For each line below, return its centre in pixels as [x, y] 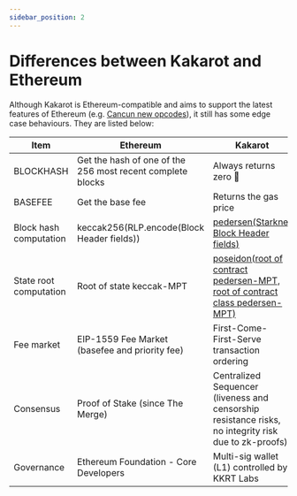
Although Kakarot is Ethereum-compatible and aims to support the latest [141, 104]
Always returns [244, 165]
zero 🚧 [226, 176]
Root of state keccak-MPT [132, 286]
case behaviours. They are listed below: [82, 123]
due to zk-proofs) [250, 441]
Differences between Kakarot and [136, 61]
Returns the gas [245, 196]
